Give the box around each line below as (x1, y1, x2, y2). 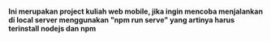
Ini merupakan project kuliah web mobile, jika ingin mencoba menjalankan (8, 6, 264, 16)
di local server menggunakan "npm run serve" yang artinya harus (8, 14, 235, 24)
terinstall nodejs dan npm (8, 23, 97, 33)
